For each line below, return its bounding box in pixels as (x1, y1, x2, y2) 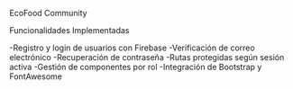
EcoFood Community (9, 8, 87, 18)
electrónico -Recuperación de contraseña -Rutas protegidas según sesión (9, 52, 285, 62)
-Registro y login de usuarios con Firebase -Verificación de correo (9, 42, 255, 53)
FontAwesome (9, 71, 63, 82)
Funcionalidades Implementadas (9, 25, 130, 35)
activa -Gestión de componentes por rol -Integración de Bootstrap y (9, 62, 262, 72)
